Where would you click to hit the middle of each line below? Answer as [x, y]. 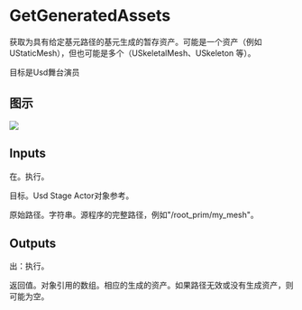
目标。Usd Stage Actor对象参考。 [72, 196]
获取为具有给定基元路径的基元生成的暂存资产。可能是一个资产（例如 [136, 41]
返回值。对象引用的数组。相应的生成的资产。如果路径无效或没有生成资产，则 [151, 286]
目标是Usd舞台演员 [45, 72]
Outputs [33, 243]
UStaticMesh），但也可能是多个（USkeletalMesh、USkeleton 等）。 [133, 53]
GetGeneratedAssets [90, 16]
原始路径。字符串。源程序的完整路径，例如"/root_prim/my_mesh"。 [134, 214]
